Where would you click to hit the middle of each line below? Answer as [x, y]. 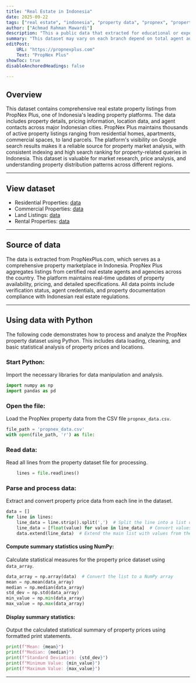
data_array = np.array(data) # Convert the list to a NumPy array [90, 577]
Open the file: [26, 406]
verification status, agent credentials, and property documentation [86, 290]
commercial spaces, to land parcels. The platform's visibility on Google [91, 140]
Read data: [22, 450]
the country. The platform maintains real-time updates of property [85, 278]
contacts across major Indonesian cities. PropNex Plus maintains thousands [97, 127]
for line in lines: [30, 517]
